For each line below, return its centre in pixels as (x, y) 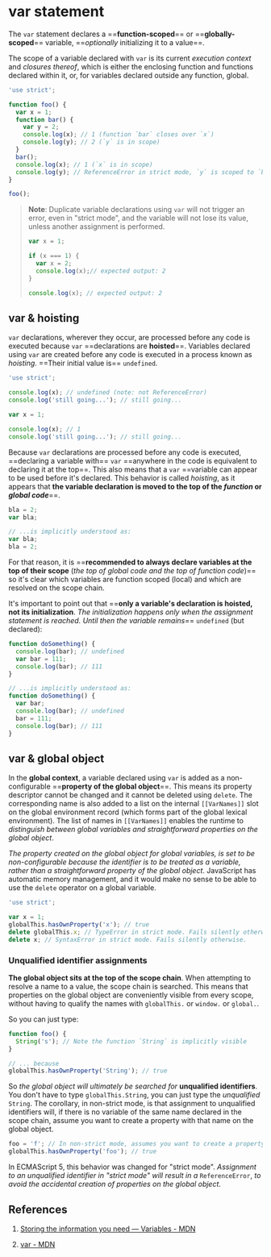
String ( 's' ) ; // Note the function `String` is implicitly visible (131, 1041)
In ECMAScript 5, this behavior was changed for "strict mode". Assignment (132, 1167)
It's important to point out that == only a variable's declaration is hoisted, (131, 604)
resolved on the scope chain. (56, 588)
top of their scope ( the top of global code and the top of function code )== (132, 570)
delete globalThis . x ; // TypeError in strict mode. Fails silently (124, 932)
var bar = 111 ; (41, 659)
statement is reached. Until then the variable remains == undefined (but (126, 620)
